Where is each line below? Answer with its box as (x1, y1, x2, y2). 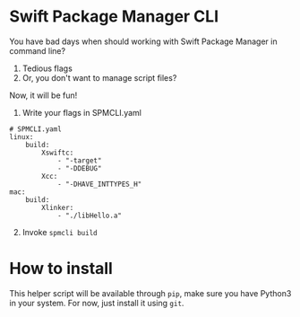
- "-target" (56, 155, 102, 165)
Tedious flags (21, 63, 73, 74)
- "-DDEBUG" (56, 163, 102, 172)
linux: (9, 132, 34, 141)
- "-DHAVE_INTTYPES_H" (56, 180, 142, 189)
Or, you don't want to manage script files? (21, 72, 177, 83)
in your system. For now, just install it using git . (9, 297, 184, 308)
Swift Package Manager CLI (9, 6, 219, 27)
